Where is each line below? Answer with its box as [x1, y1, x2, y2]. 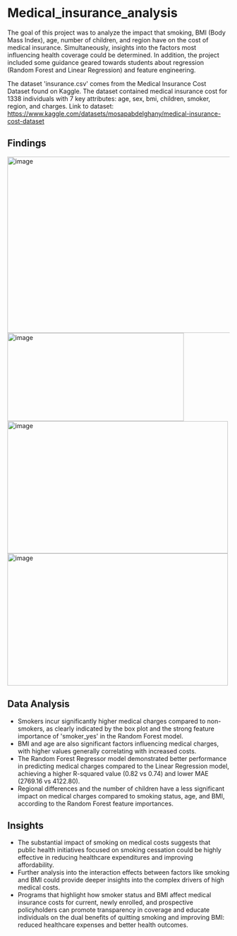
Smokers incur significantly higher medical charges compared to [17, 717, 206, 725]
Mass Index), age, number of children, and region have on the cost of [7, 35, 209, 44]
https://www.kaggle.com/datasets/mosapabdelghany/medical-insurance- [7, 109, 221, 118]
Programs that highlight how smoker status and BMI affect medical [17, 891, 212, 899]
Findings [7, 138, 47, 150]
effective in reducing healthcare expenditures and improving [17, 853, 194, 862]
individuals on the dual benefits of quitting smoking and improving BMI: [17, 913, 224, 922]
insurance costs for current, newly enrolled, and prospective [17, 898, 194, 907]
